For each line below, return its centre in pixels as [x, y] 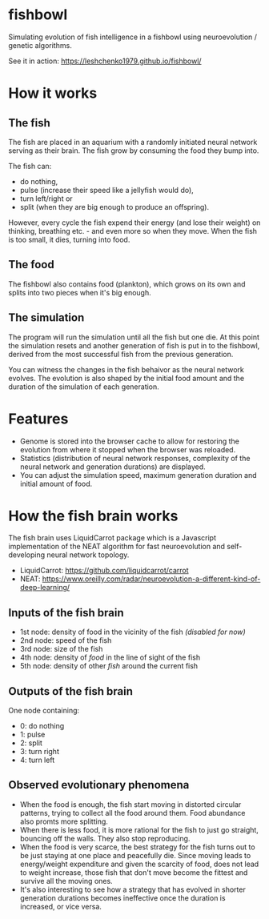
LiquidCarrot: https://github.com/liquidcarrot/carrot [104, 571]
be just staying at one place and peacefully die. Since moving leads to [135, 855]
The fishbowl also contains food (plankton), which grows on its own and [127, 284]
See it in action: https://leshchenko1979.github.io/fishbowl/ [105, 61]
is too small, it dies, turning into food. [69, 239]
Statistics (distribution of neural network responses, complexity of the [135, 458]
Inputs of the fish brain [66, 613]
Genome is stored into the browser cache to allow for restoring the [130, 441]
